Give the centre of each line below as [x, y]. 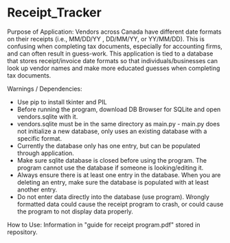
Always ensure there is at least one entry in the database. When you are [119, 175]
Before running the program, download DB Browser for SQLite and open [119, 109]
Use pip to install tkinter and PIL [62, 102]
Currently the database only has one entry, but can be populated [108, 146]
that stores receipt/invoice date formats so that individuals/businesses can [113, 60]
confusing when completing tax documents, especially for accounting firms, [115, 46]
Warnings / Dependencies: [45, 89]
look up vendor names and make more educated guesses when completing [114, 68]
